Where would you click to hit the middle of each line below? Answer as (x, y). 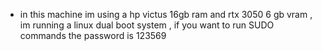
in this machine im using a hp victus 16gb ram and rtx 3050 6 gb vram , (166, 14)
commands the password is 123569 (93, 35)
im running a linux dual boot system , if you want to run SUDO (147, 25)
